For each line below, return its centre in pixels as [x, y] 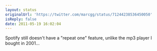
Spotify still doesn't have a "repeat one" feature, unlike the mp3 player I [78, 38]
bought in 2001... [22, 43]
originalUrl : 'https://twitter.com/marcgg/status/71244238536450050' [79, 14]
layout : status [21, 10]
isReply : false [21, 19]
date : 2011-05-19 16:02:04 [33, 24]
